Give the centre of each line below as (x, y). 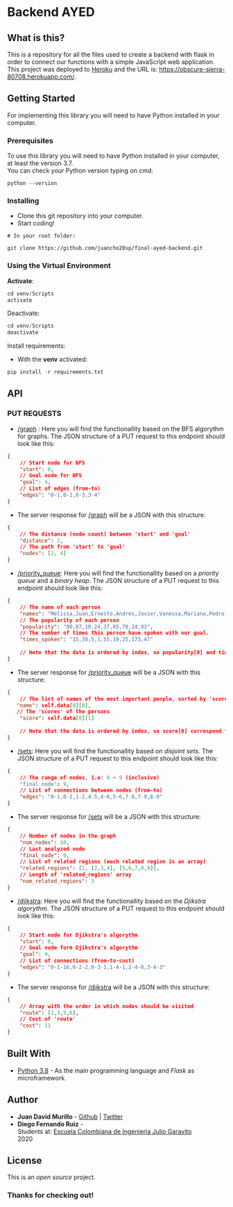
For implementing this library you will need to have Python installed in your (113, 115)
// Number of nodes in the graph (68, 836)
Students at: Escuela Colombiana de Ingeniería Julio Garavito (104, 1131)
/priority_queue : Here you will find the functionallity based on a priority (118, 573)
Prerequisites (30, 141)
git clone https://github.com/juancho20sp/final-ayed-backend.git (105, 248)
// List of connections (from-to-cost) (77, 961)
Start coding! (36, 223)
